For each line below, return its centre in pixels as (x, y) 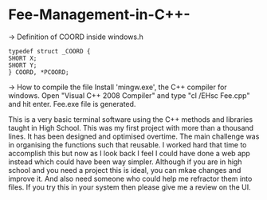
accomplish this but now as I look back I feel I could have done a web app (130, 153)
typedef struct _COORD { (49, 51)
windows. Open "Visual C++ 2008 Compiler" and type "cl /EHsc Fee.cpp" (129, 95)
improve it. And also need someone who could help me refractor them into (130, 178)
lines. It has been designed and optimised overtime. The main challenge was (134, 136)
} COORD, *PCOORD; (39, 72)
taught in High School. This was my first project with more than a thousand (131, 127)
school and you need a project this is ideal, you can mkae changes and (125, 170)
